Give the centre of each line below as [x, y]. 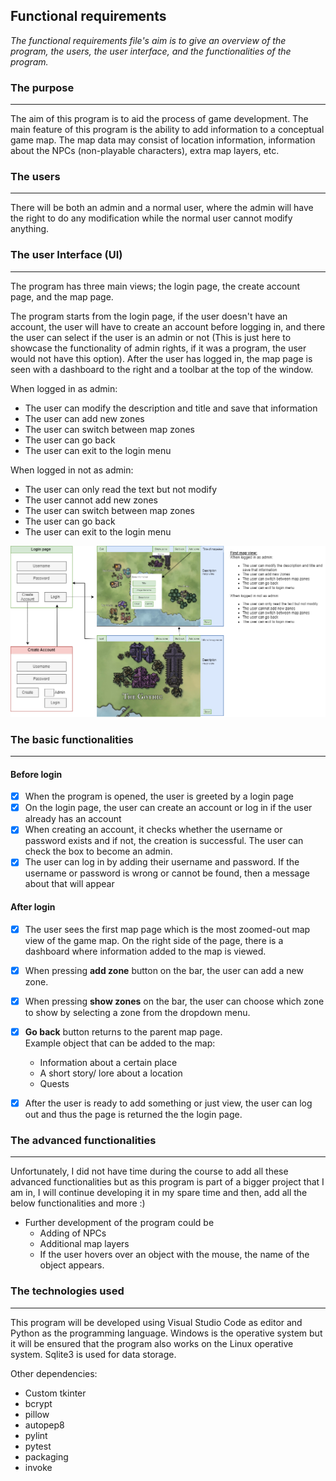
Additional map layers [84, 1244]
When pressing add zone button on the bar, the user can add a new [164, 970]
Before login [36, 774]
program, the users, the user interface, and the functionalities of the [151, 51]
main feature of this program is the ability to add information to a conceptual [167, 130]
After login [33, 907]
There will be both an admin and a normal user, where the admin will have [162, 208]
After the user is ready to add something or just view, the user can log [168, 1103]
